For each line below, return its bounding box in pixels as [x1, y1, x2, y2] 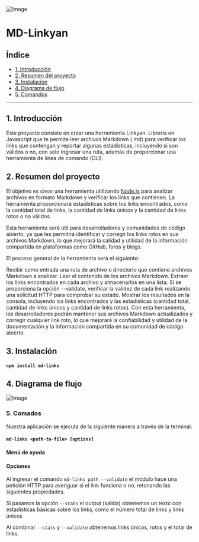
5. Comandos [14, 91, 48, 98]
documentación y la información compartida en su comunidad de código [6, 323, 184, 330]
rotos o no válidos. [6, 212, 52, 219]
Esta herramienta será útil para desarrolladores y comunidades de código [6, 224, 185, 231]
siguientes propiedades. [6, 488, 65, 495]
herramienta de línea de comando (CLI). [6, 154, 104, 161]
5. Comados [6, 409, 41, 417]
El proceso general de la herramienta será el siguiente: [6, 254, 139, 262]
